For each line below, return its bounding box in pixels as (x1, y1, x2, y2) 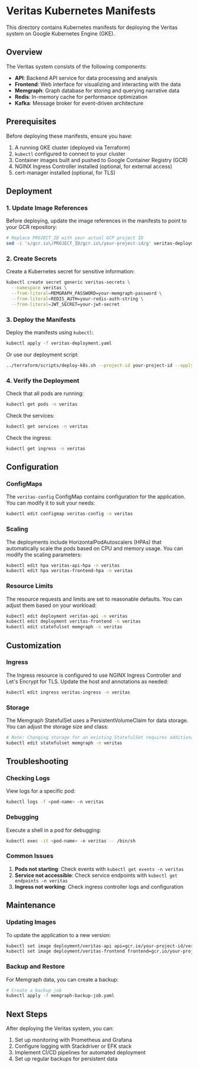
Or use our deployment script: (6, 351, 79, 358)
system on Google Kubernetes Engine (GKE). (6, 30, 115, 37)
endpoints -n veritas (14, 877, 68, 884)
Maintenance (6, 901, 56, 911)
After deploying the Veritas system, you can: (6, 1025, 114, 1032)
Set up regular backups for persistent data (14, 1055, 118, 1063)
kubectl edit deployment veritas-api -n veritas (6, 613, 128, 619)
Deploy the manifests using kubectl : (6, 328, 94, 335)
